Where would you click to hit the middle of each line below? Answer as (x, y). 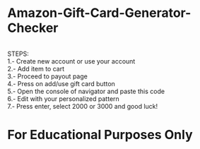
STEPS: (18, 54)
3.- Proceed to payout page (48, 76)
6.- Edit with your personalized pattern (64, 99)
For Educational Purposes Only (100, 135)
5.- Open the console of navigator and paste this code (86, 91)
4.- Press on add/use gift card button (61, 83)
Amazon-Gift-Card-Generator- (99, 13)
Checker (33, 28)
